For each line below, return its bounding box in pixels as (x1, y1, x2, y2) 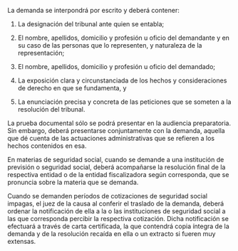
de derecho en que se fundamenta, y (17, 84, 127, 92)
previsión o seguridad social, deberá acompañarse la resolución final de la (7, 163, 226, 171)
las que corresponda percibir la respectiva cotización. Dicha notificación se (7, 215, 229, 223)
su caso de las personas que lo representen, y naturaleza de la (17, 41, 202, 49)
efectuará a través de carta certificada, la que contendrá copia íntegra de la (7, 222, 229, 230)
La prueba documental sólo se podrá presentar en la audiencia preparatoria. (7, 119, 232, 127)
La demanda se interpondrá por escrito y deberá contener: (7, 6, 180, 14)
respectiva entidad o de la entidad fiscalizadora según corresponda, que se (7, 171, 229, 178)
